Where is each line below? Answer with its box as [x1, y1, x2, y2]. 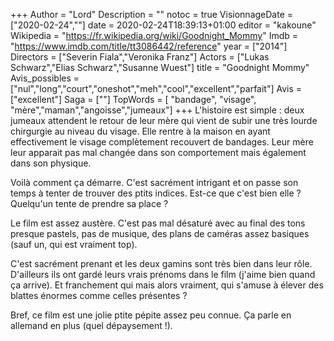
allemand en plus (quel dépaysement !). [10, 320, 173, 331]
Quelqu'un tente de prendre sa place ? [10, 198, 169, 209]
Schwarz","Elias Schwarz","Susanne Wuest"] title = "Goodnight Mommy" [10, 62, 310, 73]
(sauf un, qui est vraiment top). [10, 239, 138, 250]
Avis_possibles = [10, 72, 80, 84]
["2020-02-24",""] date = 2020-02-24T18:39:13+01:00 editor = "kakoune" [10, 19, 317, 31]
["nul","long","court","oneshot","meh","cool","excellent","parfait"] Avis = [10, 83, 303, 94]
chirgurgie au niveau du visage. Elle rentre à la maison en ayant [10, 125, 271, 137]
